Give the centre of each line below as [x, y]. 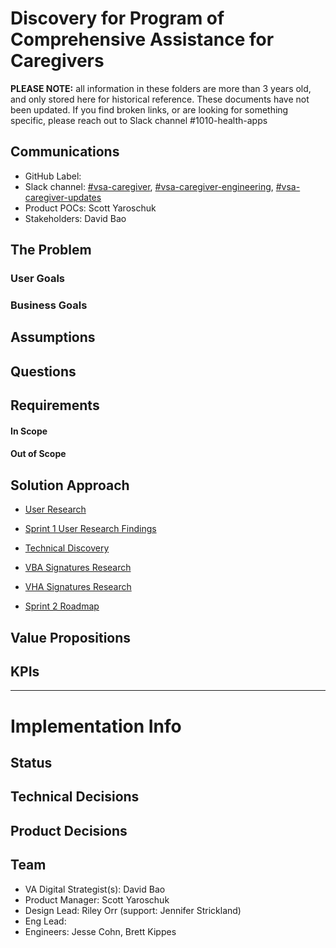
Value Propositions [71, 637]
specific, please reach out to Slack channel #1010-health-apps [139, 120]
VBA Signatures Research [78, 568]
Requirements [55, 405]
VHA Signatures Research [78, 587]
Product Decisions [69, 830]
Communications [65, 152]
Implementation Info [96, 726]
